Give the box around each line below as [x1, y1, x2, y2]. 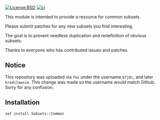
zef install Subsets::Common [5, 111, 64, 116]
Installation [5, 98, 40, 106]
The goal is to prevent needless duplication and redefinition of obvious [5, 33, 147, 38]
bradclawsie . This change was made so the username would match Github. [5, 79, 156, 85]
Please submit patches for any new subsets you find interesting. [5, 23, 134, 29]
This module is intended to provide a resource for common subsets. [5, 14, 141, 19]
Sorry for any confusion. [5, 84, 54, 90]
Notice [5, 61, 26, 70]
